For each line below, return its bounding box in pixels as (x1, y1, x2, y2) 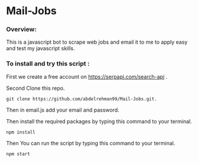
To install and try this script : (6, 60, 90, 68)
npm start (6, 151, 31, 157)
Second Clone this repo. (6, 84, 65, 92)
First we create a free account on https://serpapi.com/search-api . (6, 73, 168, 80)
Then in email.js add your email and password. (6, 106, 119, 113)
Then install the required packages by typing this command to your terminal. (6, 118, 192, 125)
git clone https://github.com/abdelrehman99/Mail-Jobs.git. (6, 96, 158, 102)
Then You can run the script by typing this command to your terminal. (6, 139, 176, 146)
